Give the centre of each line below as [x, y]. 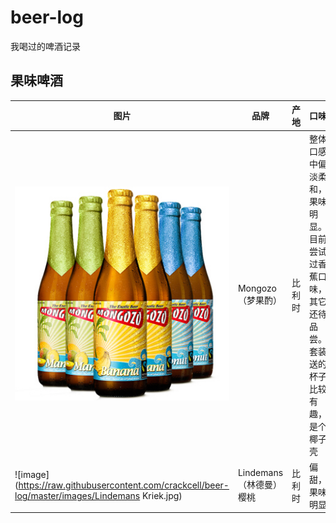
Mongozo [257, 288]
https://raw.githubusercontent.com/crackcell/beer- [124, 485]
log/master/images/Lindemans [77, 496]
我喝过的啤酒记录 [45, 46]
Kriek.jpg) [162, 496]
